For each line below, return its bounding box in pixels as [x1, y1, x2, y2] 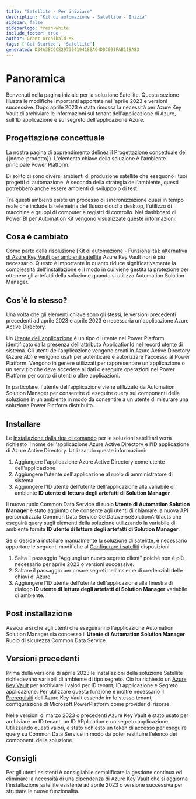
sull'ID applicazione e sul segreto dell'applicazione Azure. [6, 116, 145, 123]
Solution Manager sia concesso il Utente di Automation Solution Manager [6, 630, 185, 637]
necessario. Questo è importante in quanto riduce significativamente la [6, 260, 177, 267]
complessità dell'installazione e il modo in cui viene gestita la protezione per [6, 266, 189, 273]
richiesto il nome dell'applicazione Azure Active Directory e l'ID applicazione [6, 440, 190, 448]
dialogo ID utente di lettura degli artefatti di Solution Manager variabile [14, 585, 188, 592]
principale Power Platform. [6, 161, 70, 168]
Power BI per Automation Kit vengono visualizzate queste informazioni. [6, 215, 177, 222]
